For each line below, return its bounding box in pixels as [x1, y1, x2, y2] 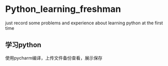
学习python [5, 41, 42, 49]
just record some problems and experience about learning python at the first [5, 20, 163, 26]
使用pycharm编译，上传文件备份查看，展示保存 [5, 55, 103, 61]
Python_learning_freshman [5, 3, 121, 15]
